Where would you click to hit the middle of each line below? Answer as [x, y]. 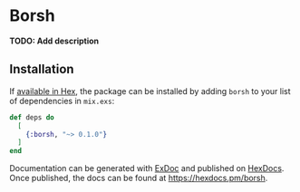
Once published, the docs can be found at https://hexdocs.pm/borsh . [139, 178]
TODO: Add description [54, 41]
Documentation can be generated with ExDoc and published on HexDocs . [147, 168]
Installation [42, 69]
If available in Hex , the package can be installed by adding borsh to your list [150, 91]
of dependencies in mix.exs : [62, 101]
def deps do [32, 117]
